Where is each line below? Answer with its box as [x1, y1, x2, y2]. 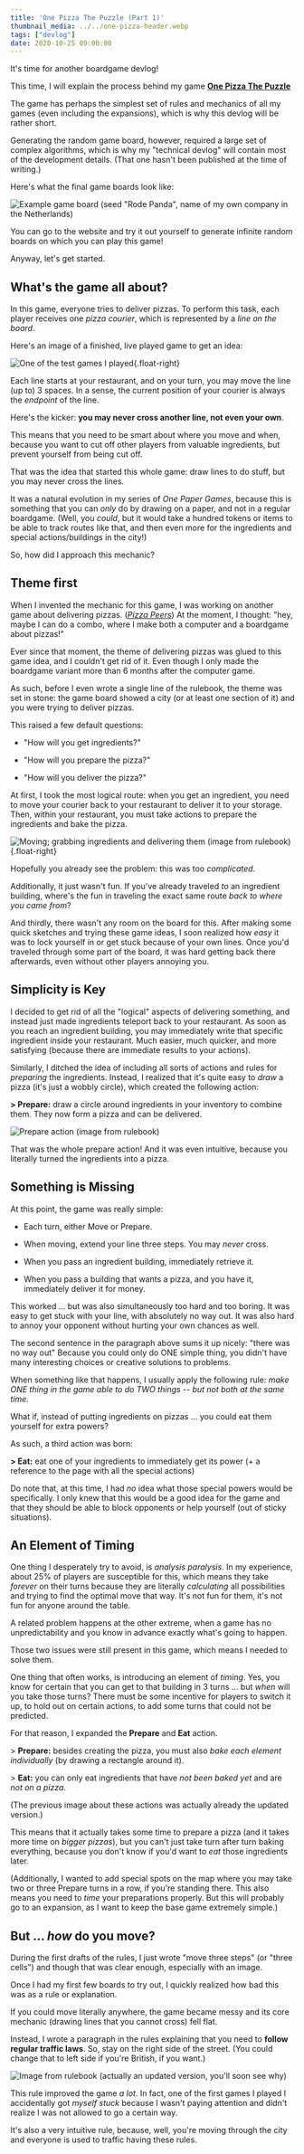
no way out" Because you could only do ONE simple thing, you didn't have [10, 1347, 288, 1358]
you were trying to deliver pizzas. [10, 702, 135, 713]
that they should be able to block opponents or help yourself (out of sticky [10, 1502, 287, 1513]
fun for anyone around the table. [10, 1600, 131, 1611]
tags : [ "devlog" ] [10, 30, 76, 39]
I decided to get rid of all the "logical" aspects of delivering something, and [10, 1006, 290, 1017]
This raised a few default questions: [10, 719, 144, 730]
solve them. [10, 1655, 54, 1665]
